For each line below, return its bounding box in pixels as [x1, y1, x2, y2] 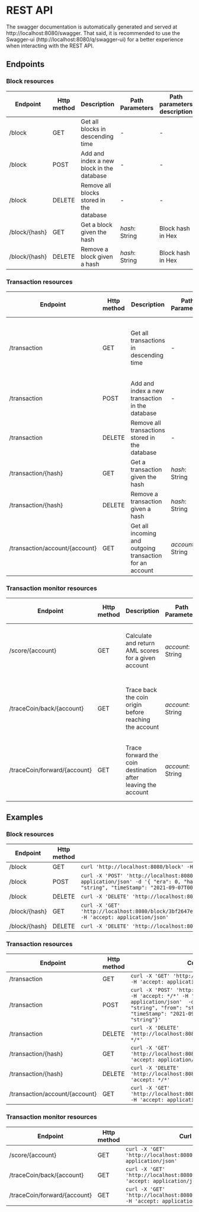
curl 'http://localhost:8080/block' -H [81, 863, 194, 870]
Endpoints [6, 59, 45, 69]
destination [125, 766, 157, 775]
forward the [125, 751, 159, 760]
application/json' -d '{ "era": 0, [81, 878, 181, 885]
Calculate [125, 632, 152, 640]
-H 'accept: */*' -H [130, 992, 188, 1000]
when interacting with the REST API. [6, 42, 94, 49]
